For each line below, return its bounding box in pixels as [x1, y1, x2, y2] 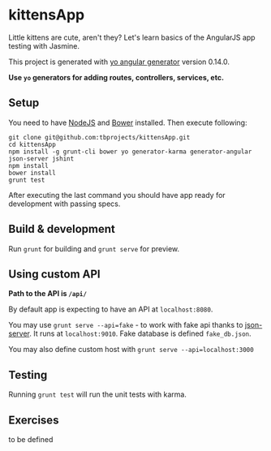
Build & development [8, 222, 115, 236]
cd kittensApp [8, 140, 57, 148]
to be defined [8, 435, 54, 444]
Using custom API [8, 267, 101, 281]
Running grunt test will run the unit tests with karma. [8, 389, 187, 399]
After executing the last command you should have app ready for [8, 190, 226, 200]
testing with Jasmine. [8, 41, 80, 50]
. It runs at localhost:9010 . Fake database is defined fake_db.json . [29, 329, 252, 338]
